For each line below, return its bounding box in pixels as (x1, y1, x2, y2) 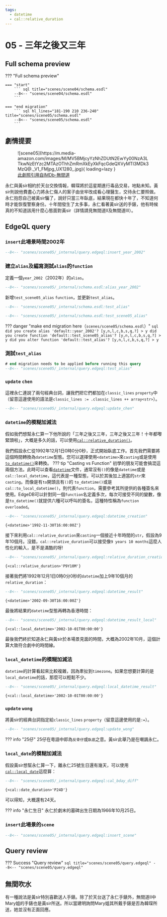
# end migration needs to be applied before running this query (5, 361, 141, 367)
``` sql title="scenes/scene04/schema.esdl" (14, 87, 108, 92)
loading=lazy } (86, 166, 116, 172)
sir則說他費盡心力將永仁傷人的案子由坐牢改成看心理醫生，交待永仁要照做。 (5, 189, 159, 195)
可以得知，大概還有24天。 (5, 797, 59, 803)
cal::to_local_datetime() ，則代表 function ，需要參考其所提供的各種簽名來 (5, 485, 160, 491)
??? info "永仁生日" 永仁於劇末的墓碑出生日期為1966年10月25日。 (5, 807, 139, 813)
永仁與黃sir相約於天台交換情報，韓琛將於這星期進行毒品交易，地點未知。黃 (5, 183, 159, 188)
